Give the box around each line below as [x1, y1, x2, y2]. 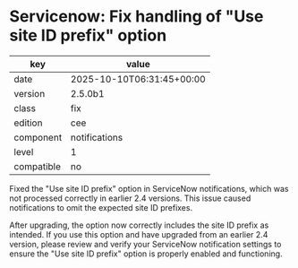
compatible [13, 160, 61, 172]
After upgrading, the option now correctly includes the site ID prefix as [9, 220, 269, 230]
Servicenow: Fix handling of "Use [9, 6, 264, 27]
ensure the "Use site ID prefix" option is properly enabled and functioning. [9, 248, 284, 259]
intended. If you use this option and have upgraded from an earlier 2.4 [9, 229, 268, 239]
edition [13, 117, 43, 129]
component [13, 131, 63, 143]
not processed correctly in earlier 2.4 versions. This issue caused [9, 193, 251, 203]
